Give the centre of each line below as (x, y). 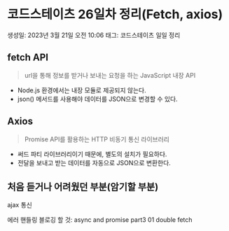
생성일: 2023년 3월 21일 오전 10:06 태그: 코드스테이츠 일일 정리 (94, 35)
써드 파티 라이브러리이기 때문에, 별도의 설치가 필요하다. (92, 154)
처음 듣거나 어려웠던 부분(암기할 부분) (83, 187)
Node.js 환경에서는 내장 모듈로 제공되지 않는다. (82, 90)
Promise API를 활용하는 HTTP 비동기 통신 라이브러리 (97, 139)
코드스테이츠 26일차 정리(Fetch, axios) (115, 14)
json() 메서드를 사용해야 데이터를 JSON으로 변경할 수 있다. (97, 99)
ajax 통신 (20, 205)
